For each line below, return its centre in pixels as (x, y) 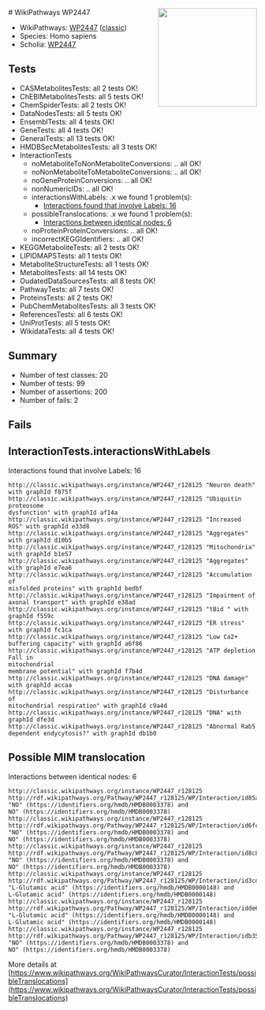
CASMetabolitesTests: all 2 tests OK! (78, 88)
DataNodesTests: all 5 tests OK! (71, 113)
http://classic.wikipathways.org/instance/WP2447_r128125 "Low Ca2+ (123, 637)
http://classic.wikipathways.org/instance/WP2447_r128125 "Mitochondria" (132, 547)
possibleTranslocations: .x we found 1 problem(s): (112, 214)
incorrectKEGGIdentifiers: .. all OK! (88, 239)
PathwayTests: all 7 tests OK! (67, 289)
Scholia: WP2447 (48, 44)
